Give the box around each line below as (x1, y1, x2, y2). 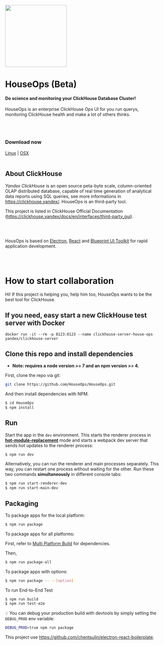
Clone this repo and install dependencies (5, 350, 133, 358)
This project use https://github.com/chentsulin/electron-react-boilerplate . (5, 634, 154, 640)
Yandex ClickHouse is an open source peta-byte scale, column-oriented (5, 183, 152, 188)
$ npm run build (5, 597, 38, 601)
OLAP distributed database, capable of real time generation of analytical (5, 188, 152, 194)
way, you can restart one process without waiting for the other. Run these (5, 466, 154, 472)
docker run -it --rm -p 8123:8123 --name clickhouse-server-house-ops (5, 332, 153, 337)
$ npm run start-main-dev (5, 486, 58, 491)
